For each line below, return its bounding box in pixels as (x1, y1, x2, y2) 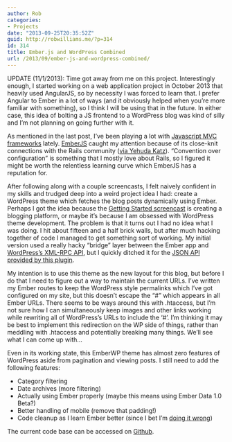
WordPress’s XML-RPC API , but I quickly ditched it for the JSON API (7, 248, 201, 256)
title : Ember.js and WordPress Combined (7, 49, 126, 56)
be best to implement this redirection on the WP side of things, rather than (7, 320, 219, 329)
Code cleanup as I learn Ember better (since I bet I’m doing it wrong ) (17, 414, 213, 422)
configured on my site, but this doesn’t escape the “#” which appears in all (7, 291, 220, 299)
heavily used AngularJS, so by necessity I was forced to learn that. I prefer (7, 89, 220, 97)
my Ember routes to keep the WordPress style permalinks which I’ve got (7, 283, 213, 292)
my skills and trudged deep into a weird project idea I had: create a (7, 189, 198, 197)
